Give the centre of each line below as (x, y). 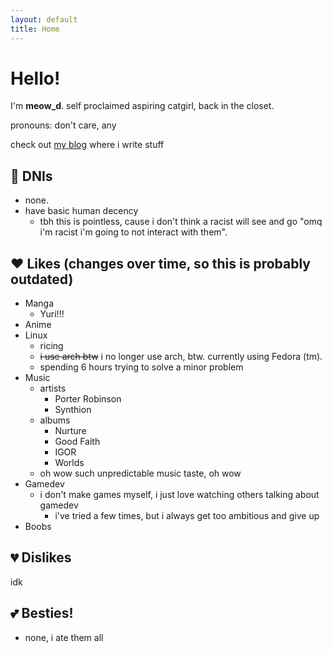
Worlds (69, 463)
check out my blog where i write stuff (87, 145)
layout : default (44, 19)
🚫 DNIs (31, 176)
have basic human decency (81, 211)
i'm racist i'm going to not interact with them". (133, 232)
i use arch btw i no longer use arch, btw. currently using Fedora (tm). (181, 357)
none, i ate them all (64, 637)
